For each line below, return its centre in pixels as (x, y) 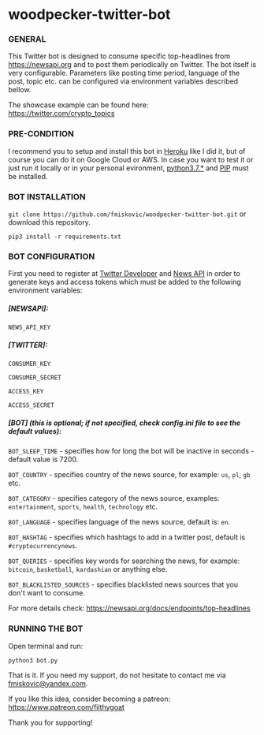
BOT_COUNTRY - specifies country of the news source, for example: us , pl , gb (129, 475)
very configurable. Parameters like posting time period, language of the (124, 73)
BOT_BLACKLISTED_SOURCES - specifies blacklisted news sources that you (123, 584)
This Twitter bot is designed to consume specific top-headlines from (119, 56)
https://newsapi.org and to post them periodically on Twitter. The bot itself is (132, 65)
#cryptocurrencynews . (43, 546)
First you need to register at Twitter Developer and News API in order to (124, 274)
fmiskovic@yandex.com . (48, 683)
